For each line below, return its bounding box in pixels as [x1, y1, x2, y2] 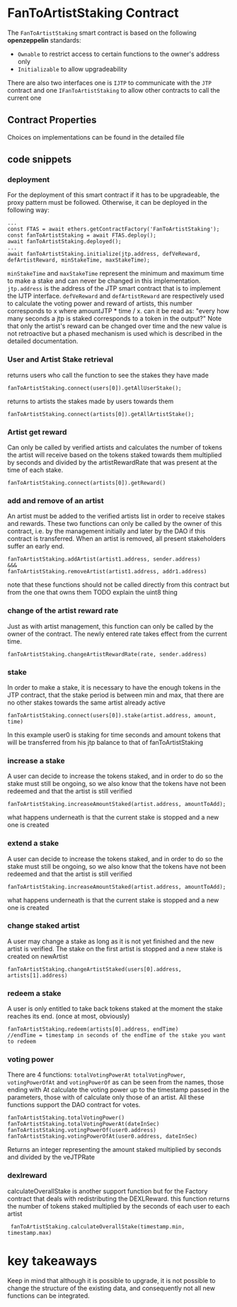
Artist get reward [7, 427, 67, 437]
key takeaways [7, 1252, 98, 1269]
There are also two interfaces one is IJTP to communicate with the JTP [7, 78, 212, 86]
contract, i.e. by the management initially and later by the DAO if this [7, 527, 206, 536]
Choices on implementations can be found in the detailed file [7, 133, 185, 141]
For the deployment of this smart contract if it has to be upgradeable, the [7, 191, 220, 199]
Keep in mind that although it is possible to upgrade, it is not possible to [7, 1276, 216, 1284]
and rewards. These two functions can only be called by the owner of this [7, 520, 222, 528]
